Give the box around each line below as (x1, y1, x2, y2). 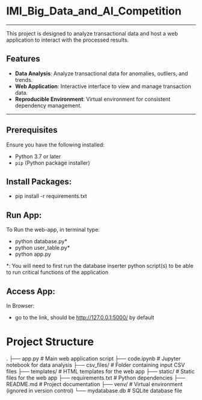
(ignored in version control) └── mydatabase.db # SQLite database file (6, 387, 182, 394)
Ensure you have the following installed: (6, 141, 105, 148)
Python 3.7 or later (14, 153, 61, 160)
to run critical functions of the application (6, 268, 109, 276)
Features (6, 54, 40, 64)
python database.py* (14, 238, 67, 245)
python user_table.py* (14, 244, 70, 252)
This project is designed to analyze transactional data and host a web (6, 30, 179, 37)
